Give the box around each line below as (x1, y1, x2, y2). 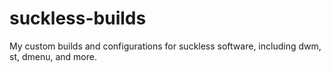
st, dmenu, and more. (9, 50, 97, 62)
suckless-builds (9, 7, 147, 30)
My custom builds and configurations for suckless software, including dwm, (9, 40, 322, 52)
